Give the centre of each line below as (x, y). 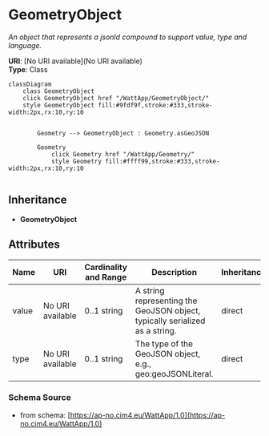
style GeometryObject (58, 105)
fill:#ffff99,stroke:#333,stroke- (163, 161)
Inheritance (38, 200)
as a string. (156, 330)
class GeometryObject (58, 91)
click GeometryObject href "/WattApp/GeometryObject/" (116, 98)
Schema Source (40, 398)
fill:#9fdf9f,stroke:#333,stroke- (155, 105)
